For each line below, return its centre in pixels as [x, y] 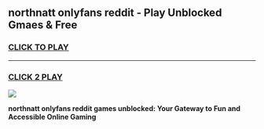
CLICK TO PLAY [38, 48]
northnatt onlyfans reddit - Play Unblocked [115, 13]
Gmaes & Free [43, 25]
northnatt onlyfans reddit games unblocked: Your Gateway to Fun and [125, 108]
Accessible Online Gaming [52, 116]
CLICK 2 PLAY [35, 77]
